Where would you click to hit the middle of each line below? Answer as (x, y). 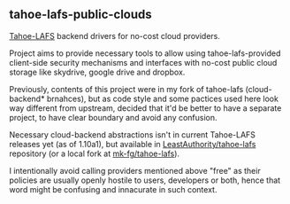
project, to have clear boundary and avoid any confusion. (114, 117)
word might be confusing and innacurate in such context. (113, 189)
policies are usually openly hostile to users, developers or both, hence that (145, 180)
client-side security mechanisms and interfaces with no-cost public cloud (143, 62)
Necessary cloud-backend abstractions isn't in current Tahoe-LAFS (133, 134)
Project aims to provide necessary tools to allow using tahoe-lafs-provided (145, 53)
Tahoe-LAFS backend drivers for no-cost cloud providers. (115, 35)
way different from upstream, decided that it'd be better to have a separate (145, 108)
